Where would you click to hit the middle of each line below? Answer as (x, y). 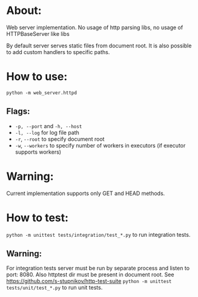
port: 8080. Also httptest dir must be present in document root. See (90, 275)
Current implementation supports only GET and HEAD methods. (86, 193)
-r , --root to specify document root (60, 139)
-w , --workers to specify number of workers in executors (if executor (100, 145)
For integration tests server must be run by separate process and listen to (98, 268)
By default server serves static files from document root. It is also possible (99, 46)
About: (24, 11)
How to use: (37, 77)
